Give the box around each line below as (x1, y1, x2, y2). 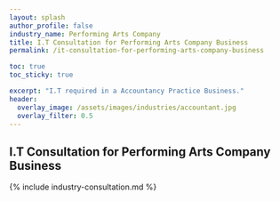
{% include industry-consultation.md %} (9, 181, 157, 192)
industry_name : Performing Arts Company (9, 29, 162, 38)
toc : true (9, 62, 46, 71)
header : (9, 94, 38, 103)
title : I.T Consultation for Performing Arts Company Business (9, 37, 249, 47)
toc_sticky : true (9, 70, 74, 80)
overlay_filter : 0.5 (17, 111, 93, 120)
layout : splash (9, 12, 66, 22)
